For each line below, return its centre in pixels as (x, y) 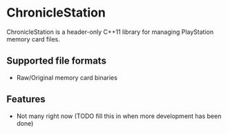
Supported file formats (56, 61)
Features (26, 99)
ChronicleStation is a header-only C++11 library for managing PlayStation (110, 32)
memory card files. (33, 39)
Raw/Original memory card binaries (67, 77)
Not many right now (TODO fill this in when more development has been (119, 116)
